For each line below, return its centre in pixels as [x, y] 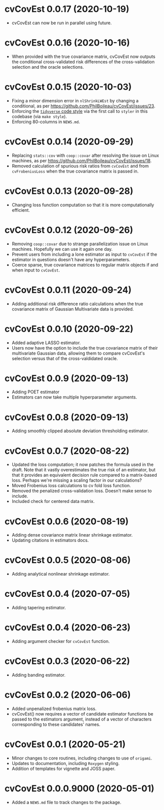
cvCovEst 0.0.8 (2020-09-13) [67, 417]
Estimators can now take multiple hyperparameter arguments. [74, 397]
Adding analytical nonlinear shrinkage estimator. [61, 574]
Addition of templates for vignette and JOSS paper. [64, 768]
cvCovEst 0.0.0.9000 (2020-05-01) [80, 788]
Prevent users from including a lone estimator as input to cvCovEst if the [84, 254]
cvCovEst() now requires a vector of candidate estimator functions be [82, 714]
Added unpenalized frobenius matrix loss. [54, 709]
